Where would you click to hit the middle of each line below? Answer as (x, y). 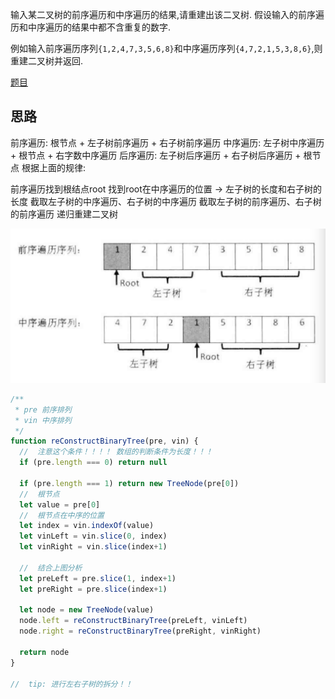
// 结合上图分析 (51, 568)
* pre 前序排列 (43, 409)
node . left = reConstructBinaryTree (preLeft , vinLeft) (133, 621)
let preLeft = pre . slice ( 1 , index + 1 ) (98, 578)
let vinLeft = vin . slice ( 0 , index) (93, 536)
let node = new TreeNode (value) (87, 610)
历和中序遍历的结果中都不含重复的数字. (91, 27)
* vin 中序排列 (43, 420)
